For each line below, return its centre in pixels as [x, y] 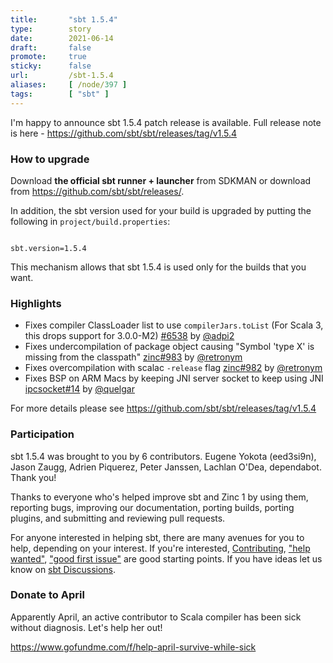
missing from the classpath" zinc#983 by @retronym [133, 357]
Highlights [36, 303]
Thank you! [33, 477]
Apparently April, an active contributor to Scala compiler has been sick [156, 617]
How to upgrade [50, 159]
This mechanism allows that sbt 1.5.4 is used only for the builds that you [158, 267]
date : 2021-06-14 [62, 38]
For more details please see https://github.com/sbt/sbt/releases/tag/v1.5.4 [163, 408]
